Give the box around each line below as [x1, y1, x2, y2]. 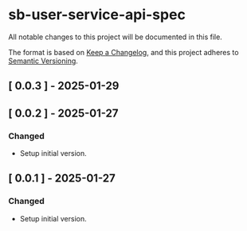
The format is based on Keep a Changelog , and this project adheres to [8, 47, 239, 57]
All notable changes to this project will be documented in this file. [8, 32, 223, 42]
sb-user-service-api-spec [8, 6, 186, 24]
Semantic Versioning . [8, 56, 78, 66]
